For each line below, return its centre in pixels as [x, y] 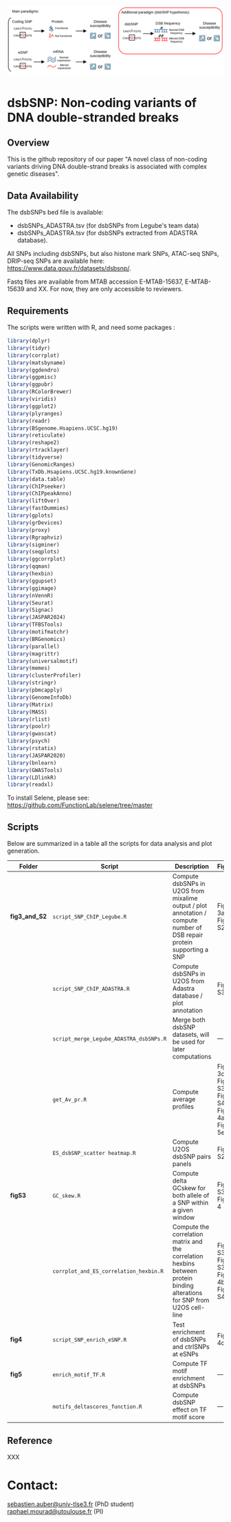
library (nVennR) [30, 595]
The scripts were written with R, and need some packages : [91, 328]
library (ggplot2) [32, 406]
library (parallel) [33, 646]
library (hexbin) [30, 574]
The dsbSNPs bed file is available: [55, 213]
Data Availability [43, 196]
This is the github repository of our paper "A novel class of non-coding [107, 159]
